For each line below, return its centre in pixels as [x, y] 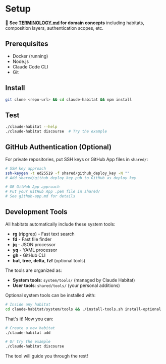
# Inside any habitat [28, 304]
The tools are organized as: [34, 270]
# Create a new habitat [30, 328]
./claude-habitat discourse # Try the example [56, 131]
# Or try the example [28, 342]
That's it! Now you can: [29, 319]
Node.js [21, 61]
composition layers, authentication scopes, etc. [54, 28]
